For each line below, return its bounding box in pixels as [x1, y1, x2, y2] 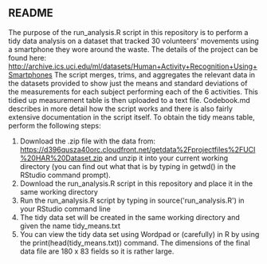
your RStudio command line [19, 203, 112, 214]
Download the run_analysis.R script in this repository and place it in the [19, 179, 253, 188]
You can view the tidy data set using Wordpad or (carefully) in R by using [19, 229, 260, 238]
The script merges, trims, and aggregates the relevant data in [54, 69, 256, 79]
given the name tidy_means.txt [19, 221, 121, 231]
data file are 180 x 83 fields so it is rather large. [19, 246, 175, 256]
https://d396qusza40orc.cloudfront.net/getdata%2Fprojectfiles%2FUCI [19, 144, 256, 154]
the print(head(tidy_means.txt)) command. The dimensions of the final [19, 238, 250, 247]
